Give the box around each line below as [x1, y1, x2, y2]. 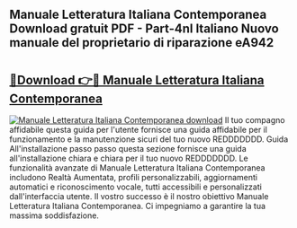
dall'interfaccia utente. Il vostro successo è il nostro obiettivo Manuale [9, 191, 269, 201]
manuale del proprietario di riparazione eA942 [9, 35, 274, 50]
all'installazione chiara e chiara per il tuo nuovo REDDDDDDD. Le [9, 153, 249, 163]
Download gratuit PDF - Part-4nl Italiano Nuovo [9, 22, 279, 37]
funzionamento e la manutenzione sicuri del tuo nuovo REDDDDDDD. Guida [9, 134, 289, 145]
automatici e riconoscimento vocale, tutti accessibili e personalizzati [9, 181, 263, 192]
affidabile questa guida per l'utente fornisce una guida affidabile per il [9, 125, 268, 135]
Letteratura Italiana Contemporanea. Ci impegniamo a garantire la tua [9, 201, 266, 211]
